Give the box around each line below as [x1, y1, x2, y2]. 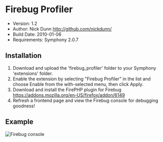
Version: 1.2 [12, 20, 37, 26]
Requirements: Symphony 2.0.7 [12, 37, 79, 43]
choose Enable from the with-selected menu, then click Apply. [12, 81, 144, 87]
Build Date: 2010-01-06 [12, 31, 62, 37]
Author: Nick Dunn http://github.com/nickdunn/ [12, 25, 112, 32]
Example [5, 118, 34, 126]
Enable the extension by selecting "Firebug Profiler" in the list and [12, 75, 151, 82]
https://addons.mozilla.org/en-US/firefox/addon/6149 [12, 92, 125, 98]
